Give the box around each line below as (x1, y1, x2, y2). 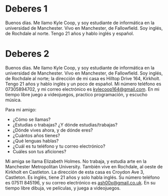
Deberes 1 (5, 3, 48, 15)
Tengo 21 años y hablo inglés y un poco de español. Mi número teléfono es (5, 81, 161, 87)
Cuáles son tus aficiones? (12, 148, 67, 154)
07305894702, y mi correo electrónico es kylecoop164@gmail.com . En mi (5, 86, 159, 92)
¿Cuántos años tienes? (12, 132, 60, 139)
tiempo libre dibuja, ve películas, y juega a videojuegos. (5, 185, 121, 191)
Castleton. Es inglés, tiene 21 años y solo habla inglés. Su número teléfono (5, 174, 160, 180)
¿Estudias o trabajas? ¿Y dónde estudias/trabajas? (12, 121, 118, 127)
